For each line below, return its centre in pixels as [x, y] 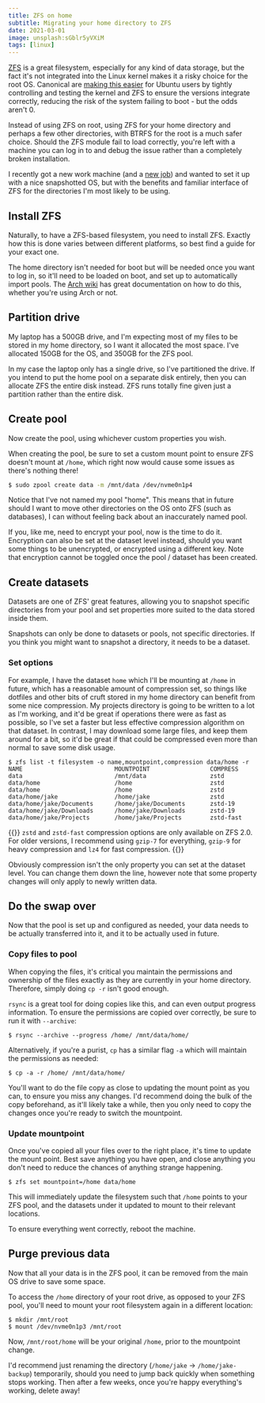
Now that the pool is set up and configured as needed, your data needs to [129, 926]
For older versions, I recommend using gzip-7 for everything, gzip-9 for [125, 841]
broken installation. [39, 159]
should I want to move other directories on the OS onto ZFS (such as [120, 508]
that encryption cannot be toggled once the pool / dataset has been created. [133, 558]
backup [19, 1374]
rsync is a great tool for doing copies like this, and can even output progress [132, 1003]
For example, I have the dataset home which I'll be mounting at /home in [122, 680]
